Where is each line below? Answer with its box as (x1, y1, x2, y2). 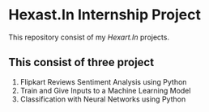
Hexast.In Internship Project (8, 6, 201, 24)
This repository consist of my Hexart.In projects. (8, 32, 170, 42)
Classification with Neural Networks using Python (19, 94, 186, 104)
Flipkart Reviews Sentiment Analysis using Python (19, 77, 187, 86)
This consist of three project (8, 56, 155, 69)
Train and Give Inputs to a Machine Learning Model (19, 85, 191, 95)
